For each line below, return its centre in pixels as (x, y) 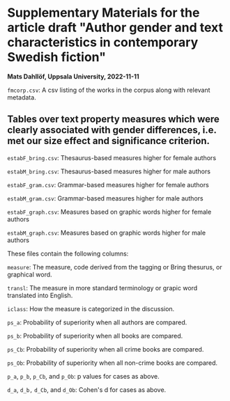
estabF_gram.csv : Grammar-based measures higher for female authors (108, 184)
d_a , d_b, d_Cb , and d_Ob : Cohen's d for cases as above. (87, 390)
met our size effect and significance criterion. (109, 141)
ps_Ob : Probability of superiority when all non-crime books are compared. (113, 363)
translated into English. (40, 295)
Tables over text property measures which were (113, 119)
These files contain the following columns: (68, 253)
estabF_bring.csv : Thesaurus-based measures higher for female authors (112, 157)
